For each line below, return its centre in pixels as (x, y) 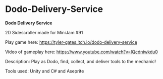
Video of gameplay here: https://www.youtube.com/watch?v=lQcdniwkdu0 (81, 52)
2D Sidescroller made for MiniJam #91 (44, 32)
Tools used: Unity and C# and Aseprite (45, 71)
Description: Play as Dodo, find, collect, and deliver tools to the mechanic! (81, 61)
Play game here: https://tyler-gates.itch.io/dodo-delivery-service (71, 42)
